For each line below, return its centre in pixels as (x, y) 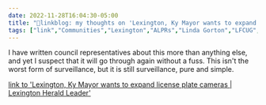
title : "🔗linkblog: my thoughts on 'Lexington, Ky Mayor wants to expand (133, 23)
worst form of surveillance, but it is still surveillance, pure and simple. (121, 69)
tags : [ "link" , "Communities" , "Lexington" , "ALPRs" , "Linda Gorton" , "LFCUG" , (134, 30)
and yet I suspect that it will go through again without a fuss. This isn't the (129, 61)
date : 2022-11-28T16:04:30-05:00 (63, 15)
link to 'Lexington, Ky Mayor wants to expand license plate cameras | (120, 84)
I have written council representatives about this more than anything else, (128, 53)
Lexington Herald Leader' (49, 93)
